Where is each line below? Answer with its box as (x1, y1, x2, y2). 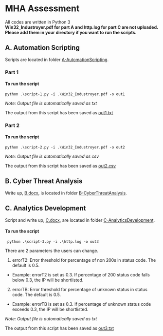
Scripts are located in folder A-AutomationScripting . (5, 57, 109, 63)
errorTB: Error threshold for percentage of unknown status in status (12, 286, 147, 292)
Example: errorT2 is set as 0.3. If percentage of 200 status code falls (12, 272, 150, 277)
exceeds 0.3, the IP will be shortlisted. (12, 306, 89, 312)
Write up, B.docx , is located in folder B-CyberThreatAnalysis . (5, 190, 127, 196)
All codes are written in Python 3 (5, 19, 71, 25)
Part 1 (5, 69, 18, 76)
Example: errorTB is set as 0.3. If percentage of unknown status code (12, 301, 151, 307)
